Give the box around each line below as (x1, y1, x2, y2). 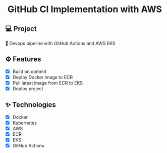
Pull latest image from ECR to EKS (12, 80, 83, 86)
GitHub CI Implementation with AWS (7, 4, 162, 15)
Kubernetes (12, 120, 37, 126)
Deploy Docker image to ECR (12, 74, 73, 80)
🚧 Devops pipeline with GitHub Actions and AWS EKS (5, 41, 116, 46)
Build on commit (12, 68, 47, 74)
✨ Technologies (5, 100, 57, 109)
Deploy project (12, 86, 44, 92)
